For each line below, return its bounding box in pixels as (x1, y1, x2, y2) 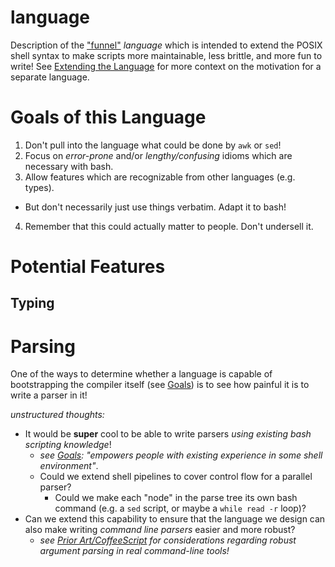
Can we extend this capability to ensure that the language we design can (24, 513, 326, 525)
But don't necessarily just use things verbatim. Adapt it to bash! (24, 201, 287, 213)
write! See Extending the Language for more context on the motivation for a (10, 60, 322, 72)
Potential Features (10, 256, 166, 278)
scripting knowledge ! (24, 439, 112, 451)
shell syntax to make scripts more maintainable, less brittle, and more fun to (10, 49, 323, 61)
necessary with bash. (24, 160, 114, 172)
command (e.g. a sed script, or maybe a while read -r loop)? (54, 502, 307, 515)
